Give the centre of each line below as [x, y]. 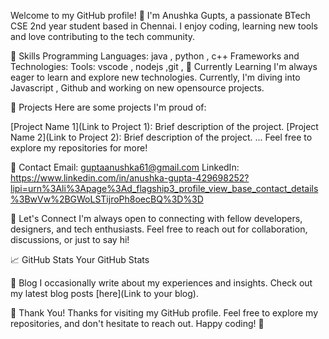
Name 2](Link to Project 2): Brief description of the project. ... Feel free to [161, 137]
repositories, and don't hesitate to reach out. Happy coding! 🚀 [137, 323]
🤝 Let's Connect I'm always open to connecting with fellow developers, [156, 218]
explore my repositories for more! [79, 148]
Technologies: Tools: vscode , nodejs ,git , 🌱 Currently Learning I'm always [164, 66]
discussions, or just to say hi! [70, 239]
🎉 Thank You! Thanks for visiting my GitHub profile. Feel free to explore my [164, 313]
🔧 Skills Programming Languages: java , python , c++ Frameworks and [155, 56]
